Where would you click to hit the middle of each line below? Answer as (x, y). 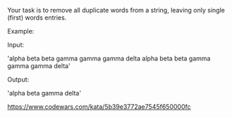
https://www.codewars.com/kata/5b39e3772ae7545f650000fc (99, 107)
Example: (21, 31)
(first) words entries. (37, 18)
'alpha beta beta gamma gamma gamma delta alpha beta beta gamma (109, 58)
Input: (16, 45)
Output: (18, 79)
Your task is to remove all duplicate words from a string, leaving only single (116, 10)
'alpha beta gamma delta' (44, 93)
